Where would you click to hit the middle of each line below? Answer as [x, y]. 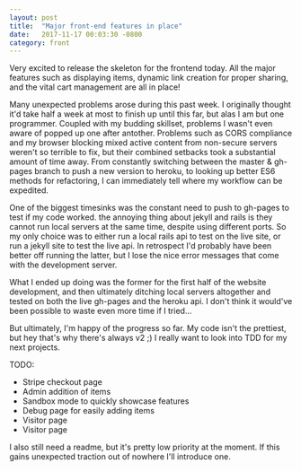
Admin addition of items [66, 392]
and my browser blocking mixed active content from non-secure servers [143, 143]
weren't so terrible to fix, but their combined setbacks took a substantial [142, 153]
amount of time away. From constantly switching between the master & [141, 161]
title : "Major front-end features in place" [96, 26]
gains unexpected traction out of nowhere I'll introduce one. [120, 457]
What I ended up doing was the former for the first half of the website [138, 283]
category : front [40, 43]
